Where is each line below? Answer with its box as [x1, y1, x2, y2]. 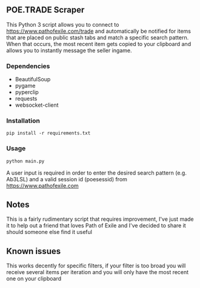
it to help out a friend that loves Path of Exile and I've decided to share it [6, 222, 186, 229]
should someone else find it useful [6, 229, 93, 236]
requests [15, 95, 38, 102]
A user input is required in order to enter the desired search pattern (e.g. [6, 169, 187, 176]
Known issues [6, 246, 61, 256]
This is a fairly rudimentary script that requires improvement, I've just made [6, 215, 194, 223]
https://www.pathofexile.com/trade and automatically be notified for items [6, 27, 191, 35]
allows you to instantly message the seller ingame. [6, 47, 132, 54]
